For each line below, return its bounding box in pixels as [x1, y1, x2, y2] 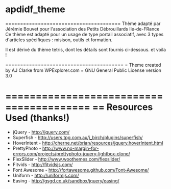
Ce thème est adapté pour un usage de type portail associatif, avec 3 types [5, 31, 164, 37]
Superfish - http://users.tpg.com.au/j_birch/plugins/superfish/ [12, 134, 143, 141]
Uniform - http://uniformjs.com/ [12, 172, 79, 178]
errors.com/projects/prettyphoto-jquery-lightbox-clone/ [12, 150, 130, 156]
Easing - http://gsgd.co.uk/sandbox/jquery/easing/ [12, 177, 120, 184]
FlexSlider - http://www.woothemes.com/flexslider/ [12, 156, 120, 162]
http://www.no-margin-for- [42, 145, 99, 151]
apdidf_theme [5, 4, 65, 15]
